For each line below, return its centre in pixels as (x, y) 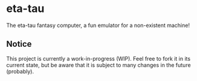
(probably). (20, 71)
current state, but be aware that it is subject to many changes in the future (99, 65)
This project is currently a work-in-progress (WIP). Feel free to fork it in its (98, 58)
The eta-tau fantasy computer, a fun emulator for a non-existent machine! (98, 25)
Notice (19, 44)
